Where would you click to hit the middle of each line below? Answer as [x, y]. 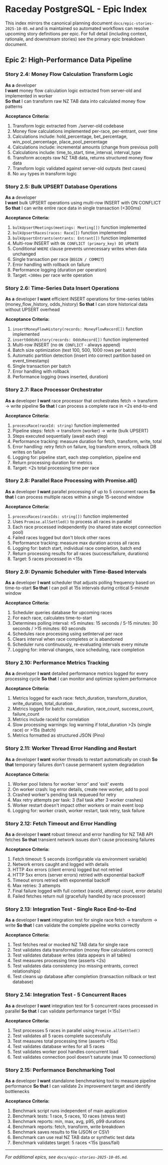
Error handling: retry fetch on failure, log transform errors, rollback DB [84, 446]
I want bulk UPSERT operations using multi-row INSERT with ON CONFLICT [83, 202]
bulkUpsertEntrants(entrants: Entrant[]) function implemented [79, 238]
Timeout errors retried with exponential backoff [61, 880]
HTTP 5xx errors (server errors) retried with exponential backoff [78, 875]
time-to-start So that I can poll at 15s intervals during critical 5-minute [77, 588]
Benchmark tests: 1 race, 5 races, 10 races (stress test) [69, 1116]
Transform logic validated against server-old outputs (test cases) [79, 168]
